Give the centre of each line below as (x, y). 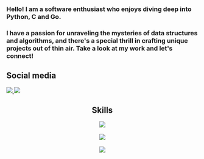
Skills (102, 111)
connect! (20, 55)
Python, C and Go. (34, 16)
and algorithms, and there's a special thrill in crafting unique (97, 40)
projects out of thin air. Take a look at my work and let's (90, 48)
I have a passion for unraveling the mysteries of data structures (102, 33)
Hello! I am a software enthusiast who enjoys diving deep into (99, 9)
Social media (31, 76)
